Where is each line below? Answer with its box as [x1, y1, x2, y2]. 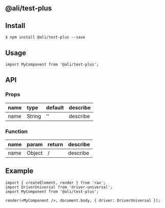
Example [5, 167, 34, 176]
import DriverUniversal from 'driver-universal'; [5, 185, 113, 190]
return [47, 141, 64, 148]
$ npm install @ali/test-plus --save [5, 35, 86, 40]
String [26, 113, 42, 120]
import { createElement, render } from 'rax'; [5, 180, 106, 185]
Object [26, 150, 43, 156]
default [46, 104, 64, 111]
